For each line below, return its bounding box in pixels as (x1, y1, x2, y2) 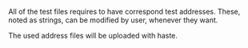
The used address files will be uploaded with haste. (8, 31, 178, 40)
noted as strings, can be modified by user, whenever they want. (8, 15, 218, 25)
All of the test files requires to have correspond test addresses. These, (8, 7, 241, 16)
